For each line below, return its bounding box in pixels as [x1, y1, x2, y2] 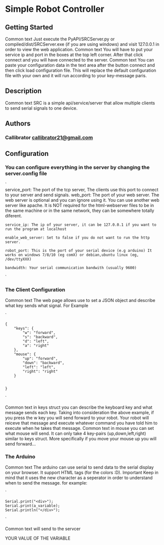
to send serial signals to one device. [5, 105, 78, 111]
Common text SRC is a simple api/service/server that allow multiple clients [5, 100, 155, 106]
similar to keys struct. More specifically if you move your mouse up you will [5, 436, 157, 442]
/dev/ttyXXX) [5, 257, 32, 262]
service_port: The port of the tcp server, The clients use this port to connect [5, 186, 159, 192]
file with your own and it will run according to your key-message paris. [5, 73, 147, 78]
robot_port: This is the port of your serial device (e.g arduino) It [5, 248, 152, 253]
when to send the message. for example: [5, 480, 88, 486]
